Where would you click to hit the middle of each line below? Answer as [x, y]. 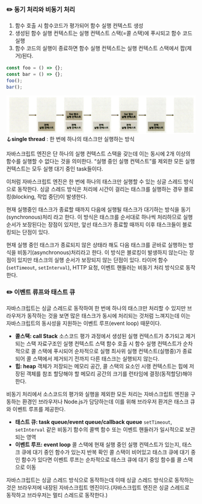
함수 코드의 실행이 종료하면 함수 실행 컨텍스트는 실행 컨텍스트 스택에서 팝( [101, 48]
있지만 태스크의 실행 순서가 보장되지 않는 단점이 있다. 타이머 [87, 260]
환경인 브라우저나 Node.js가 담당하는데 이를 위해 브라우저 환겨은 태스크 [106, 402]
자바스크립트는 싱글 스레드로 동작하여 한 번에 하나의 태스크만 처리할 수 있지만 [96, 308]
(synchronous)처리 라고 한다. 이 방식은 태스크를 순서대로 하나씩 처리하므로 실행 [99, 217]
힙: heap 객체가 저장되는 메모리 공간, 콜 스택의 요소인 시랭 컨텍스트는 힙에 [101, 367]
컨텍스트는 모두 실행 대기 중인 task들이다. [55, 169]
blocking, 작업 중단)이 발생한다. [50, 197]
